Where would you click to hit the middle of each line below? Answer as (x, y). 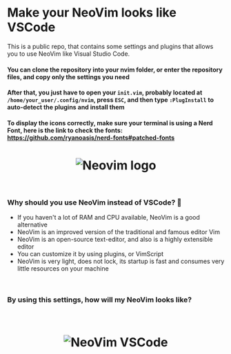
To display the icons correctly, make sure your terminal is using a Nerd (110, 123)
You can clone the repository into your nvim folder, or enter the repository (115, 70)
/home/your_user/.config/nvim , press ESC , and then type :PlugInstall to (110, 100)
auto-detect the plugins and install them (66, 107)
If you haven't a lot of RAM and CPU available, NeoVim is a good (108, 217)
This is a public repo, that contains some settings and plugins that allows (110, 46)
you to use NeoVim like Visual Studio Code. (69, 54)
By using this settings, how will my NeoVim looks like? (99, 300)
